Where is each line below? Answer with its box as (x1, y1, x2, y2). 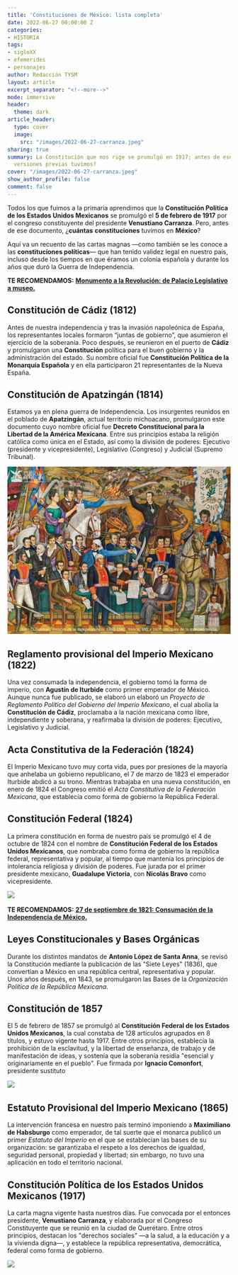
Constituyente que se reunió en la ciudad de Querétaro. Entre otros (7, 1224, 203, 1232)
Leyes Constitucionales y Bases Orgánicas (7, 934, 200, 946)
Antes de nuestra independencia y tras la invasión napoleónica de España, (7, 323, 225, 331)
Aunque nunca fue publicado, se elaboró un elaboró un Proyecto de (7, 693, 205, 701)
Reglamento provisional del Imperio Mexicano (7, 648, 214, 660)
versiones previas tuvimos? (13, 161, 97, 168)
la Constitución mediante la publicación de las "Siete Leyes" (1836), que (7, 960, 217, 968)
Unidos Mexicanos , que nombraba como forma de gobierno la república (7, 846, 220, 855)
